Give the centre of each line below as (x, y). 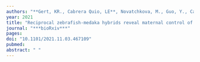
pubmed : (16, 45)
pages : (14, 34)
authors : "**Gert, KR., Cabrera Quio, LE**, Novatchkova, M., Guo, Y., (97, 12)
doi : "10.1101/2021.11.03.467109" (49, 39)
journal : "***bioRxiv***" (38, 28)
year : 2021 (20, 17)
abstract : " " (24, 50)
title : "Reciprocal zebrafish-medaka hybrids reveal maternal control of (100, 22)
